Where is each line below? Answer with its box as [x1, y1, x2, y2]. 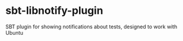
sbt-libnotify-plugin [5, 4, 103, 17]
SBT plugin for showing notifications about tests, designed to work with [5, 23, 178, 30]
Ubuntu [5, 29, 24, 36]
